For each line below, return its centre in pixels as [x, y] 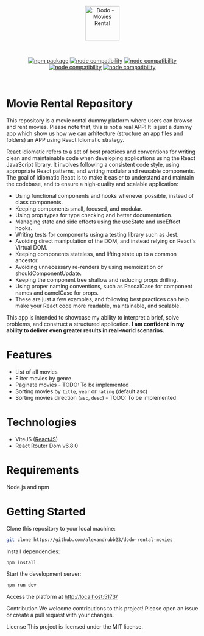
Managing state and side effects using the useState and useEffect [98, 222]
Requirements [43, 470]
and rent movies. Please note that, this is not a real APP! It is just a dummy [99, 127]
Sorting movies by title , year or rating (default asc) [81, 391]
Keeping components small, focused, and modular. [79, 208]
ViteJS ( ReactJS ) [37, 439]
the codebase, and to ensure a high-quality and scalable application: [92, 184]
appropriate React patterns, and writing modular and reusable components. [101, 171]
